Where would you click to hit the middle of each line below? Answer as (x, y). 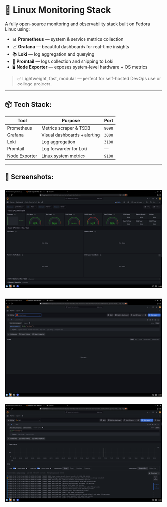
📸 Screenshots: (29, 177)
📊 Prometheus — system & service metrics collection (68, 39)
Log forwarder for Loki (64, 149)
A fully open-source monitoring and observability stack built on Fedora (78, 24)
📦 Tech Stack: (28, 105)
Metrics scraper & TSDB (66, 128)
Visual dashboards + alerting (71, 135)
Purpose (71, 121)
